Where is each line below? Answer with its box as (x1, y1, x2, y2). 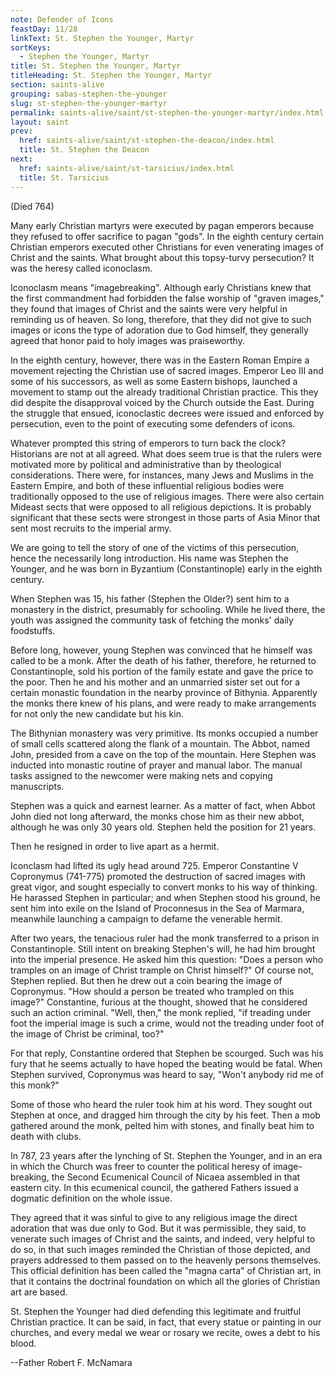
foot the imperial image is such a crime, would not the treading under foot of (10, 1017, 325, 1029)
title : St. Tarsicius (19, 172, 110, 183)
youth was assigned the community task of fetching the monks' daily (10, 614, 294, 626)
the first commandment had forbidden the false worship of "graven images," (10, 292, 325, 304)
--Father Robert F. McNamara (10, 1356, 133, 1368)
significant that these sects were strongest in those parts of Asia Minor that (10, 511, 321, 523)
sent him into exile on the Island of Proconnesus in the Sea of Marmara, (10, 902, 305, 914)
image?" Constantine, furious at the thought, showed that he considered (10, 996, 308, 1008)
